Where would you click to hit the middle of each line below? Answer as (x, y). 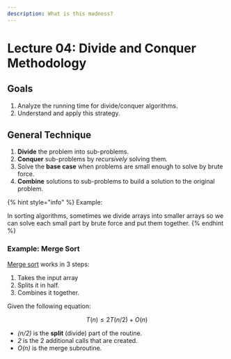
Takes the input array (48, 277)
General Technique (49, 135)
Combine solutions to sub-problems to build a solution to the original (116, 182)
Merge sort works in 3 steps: (48, 264)
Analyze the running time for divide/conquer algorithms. (97, 105)
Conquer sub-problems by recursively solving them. (93, 159)
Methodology (47, 63)
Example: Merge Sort (43, 249)
